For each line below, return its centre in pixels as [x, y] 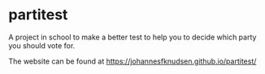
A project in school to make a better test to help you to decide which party [132, 37]
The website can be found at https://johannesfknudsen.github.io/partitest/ [132, 61]
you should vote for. [42, 45]
